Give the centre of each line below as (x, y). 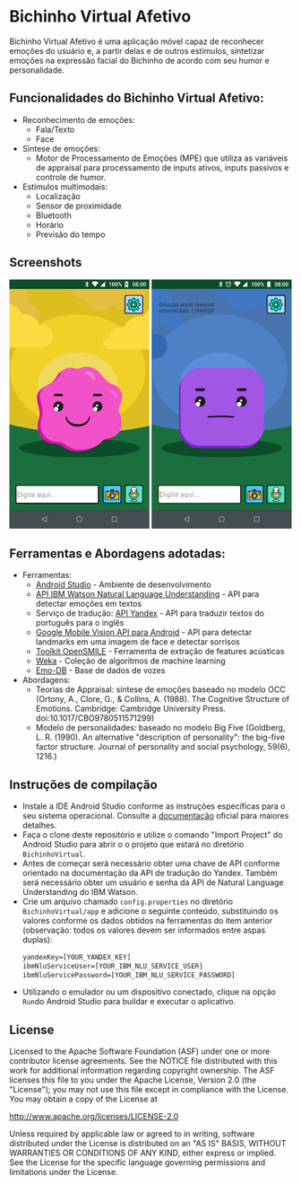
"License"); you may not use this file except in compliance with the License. (149, 1089)
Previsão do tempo (70, 234)
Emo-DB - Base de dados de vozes (100, 671)
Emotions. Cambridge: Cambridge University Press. (131, 709)
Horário (50, 224)
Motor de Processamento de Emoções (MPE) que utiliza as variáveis (162, 158)
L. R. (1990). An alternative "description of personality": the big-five (160, 737)
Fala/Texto (55, 129)
